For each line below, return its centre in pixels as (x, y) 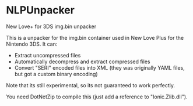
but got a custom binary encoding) (56, 74)
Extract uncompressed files (48, 55)
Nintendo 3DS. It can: (32, 44)
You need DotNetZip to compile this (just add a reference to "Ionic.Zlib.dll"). (97, 97)
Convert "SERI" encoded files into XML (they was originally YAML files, (99, 67)
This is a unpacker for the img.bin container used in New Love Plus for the (95, 37)
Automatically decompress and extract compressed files (82, 61)
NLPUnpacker (40, 10)
